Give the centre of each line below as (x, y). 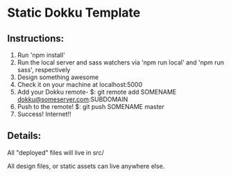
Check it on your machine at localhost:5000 (80, 84)
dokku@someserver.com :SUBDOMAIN (72, 99)
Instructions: (36, 39)
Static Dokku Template (74, 13)
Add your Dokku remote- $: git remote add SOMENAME (97, 92)
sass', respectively (44, 70)
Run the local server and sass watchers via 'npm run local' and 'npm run (120, 62)
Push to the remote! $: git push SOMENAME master (91, 107)
